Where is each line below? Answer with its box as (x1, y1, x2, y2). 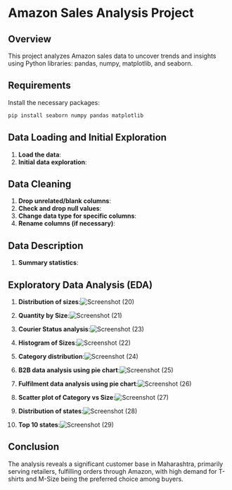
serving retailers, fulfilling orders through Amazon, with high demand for (8, 467, 217, 475)
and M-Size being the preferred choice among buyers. (25, 474, 183, 483)
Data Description (8, 240, 84, 252)
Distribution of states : (18, 407, 84, 415)
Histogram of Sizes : (18, 338, 77, 347)
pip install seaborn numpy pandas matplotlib (8, 111, 143, 119)
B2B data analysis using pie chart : (18, 365, 120, 374)
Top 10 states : (18, 420, 60, 429)
